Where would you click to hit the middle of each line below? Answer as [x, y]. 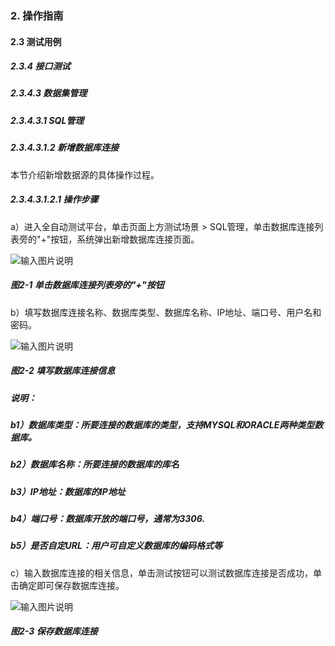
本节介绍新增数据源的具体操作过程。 [85, 174]
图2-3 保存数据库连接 [54, 631]
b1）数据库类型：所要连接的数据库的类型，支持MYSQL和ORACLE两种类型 [162, 424]
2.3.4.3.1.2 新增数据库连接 [64, 148]
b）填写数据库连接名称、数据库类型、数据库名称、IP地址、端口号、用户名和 [166, 312]
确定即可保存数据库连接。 [71, 585]
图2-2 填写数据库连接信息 [63, 371]
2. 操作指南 [37, 15]
